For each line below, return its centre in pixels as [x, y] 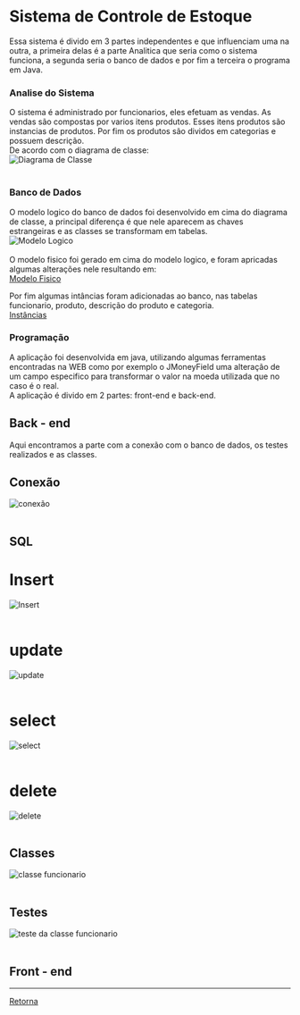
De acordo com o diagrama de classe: [79, 150]
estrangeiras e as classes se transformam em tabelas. [108, 231]
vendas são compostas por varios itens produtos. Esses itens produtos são [147, 122]
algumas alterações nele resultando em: [83, 269]
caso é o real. [34, 385]
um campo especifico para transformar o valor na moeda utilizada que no [145, 376]
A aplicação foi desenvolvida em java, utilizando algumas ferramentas [137, 357]
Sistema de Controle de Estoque [131, 17]
